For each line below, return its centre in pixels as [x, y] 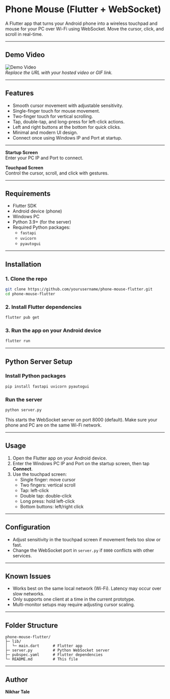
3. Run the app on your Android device [53, 330]
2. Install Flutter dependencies [44, 307]
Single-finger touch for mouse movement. [56, 111]
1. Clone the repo [26, 278]
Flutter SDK [25, 206]
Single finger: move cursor [48, 479]
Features [19, 93]
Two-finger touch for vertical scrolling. [53, 116]
